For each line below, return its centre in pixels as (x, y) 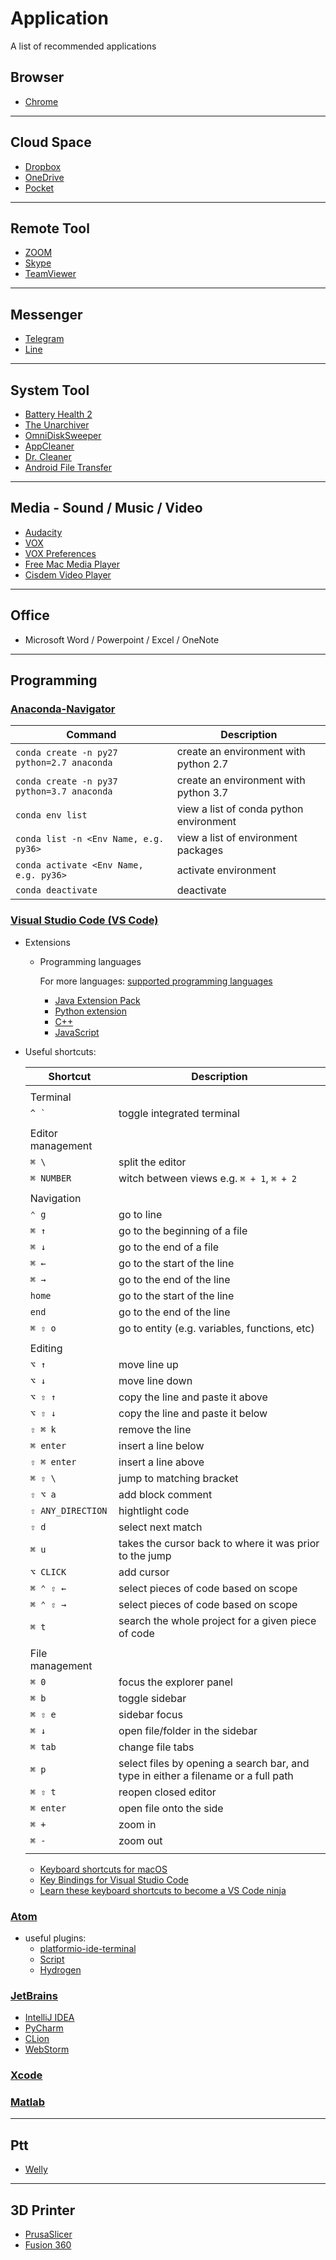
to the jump (145, 1555)
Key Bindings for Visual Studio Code (114, 1879)
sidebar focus (150, 1714)
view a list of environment (237, 838)
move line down (155, 1380)
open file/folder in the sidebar (188, 1730)
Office (30, 615)
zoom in (137, 1824)
